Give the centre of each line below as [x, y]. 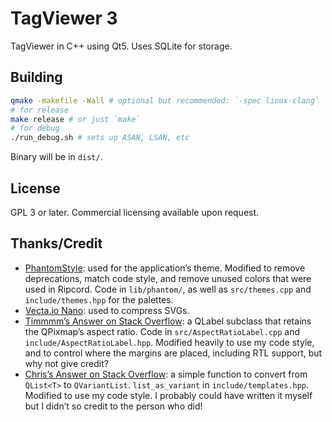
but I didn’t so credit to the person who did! [113, 406]
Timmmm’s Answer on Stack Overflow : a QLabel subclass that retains [168, 321]
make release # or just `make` [75, 119]
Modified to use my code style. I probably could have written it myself [168, 395]
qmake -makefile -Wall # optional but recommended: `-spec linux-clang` [165, 100]
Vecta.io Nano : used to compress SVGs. [107, 310]
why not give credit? [66, 363]
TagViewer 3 [64, 18]
